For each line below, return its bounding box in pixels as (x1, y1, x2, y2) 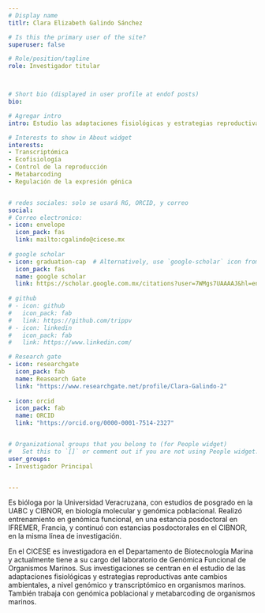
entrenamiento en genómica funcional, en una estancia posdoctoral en (8, 515, 238, 524)
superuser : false (8, 40, 65, 48)
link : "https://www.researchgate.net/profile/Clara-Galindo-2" (15, 382, 227, 390)
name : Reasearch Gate (15, 375, 87, 383)
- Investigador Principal (8, 462, 93, 471)
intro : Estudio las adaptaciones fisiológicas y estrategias (8, 119, 214, 127)
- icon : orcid (8, 397, 55, 405)
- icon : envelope (8, 221, 65, 229)
